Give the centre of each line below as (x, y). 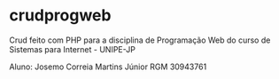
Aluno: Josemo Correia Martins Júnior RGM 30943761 (108, 67)
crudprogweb (60, 16)
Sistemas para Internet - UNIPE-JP (72, 49)
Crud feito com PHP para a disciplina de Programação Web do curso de (140, 40)
